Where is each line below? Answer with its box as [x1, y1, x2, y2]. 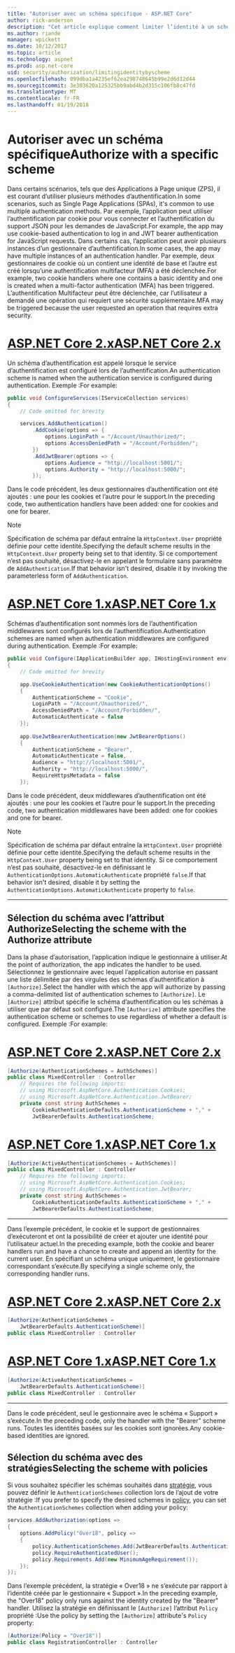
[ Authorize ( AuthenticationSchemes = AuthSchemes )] [7, 1067, 158, 1074]
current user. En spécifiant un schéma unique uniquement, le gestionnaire [7, 1254, 220, 1263]
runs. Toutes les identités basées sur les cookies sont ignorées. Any [7, 1423, 201, 1432]
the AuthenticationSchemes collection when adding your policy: [7, 1503, 189, 1512]
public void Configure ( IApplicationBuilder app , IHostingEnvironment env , [7, 656, 230, 663]
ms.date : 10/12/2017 [7, 43, 68, 50]
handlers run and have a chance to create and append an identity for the [7, 1247, 217, 1255]
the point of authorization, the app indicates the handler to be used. [7, 960, 202, 969]
